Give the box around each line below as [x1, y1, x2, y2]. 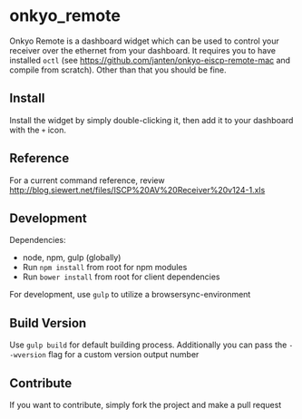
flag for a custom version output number [48, 349, 200, 360]
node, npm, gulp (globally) [22, 252, 122, 263]
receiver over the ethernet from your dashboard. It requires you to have [9, 44, 277, 55]
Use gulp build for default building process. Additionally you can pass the [9, 339, 287, 350]
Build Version [9, 315, 87, 331]
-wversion [9, 351, 47, 360]
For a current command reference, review [9, 174, 165, 186]
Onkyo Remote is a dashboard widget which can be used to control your [9, 35, 279, 46]
